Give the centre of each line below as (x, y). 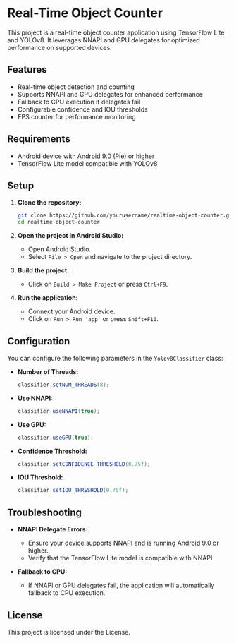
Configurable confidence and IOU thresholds (82, 109)
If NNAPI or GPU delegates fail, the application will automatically (121, 585)
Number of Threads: (48, 371)
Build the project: (43, 270)
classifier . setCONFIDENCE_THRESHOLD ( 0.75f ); (84, 464)
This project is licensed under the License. (69, 632)
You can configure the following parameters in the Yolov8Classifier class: (115, 358)
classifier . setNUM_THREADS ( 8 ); (63, 385)
